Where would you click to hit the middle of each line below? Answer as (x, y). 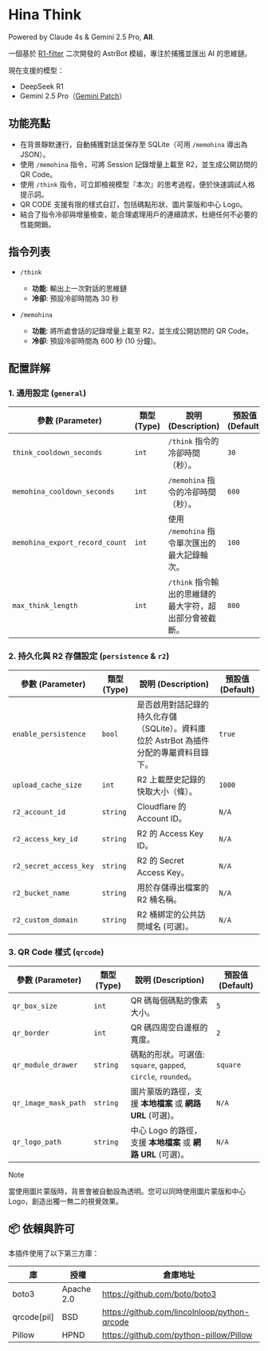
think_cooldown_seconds (57, 453)
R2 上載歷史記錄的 (171, 779)
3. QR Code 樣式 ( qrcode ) (56, 952)
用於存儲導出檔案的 (173, 887)
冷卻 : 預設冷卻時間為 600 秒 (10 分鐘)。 (96, 341)
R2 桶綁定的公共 (167, 914)
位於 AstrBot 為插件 (173, 740)
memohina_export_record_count (70, 543)
